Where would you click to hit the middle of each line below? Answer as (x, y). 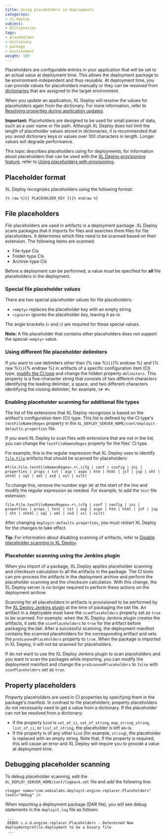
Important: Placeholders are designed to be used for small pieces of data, (81, 121)
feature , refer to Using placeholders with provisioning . (60, 162)
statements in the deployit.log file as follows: (52, 809)
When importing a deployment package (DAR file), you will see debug (76, 804)
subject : (14, 24)
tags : (11, 33)
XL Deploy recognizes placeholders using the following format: (69, 189)
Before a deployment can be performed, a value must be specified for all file (83, 271)
